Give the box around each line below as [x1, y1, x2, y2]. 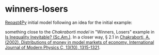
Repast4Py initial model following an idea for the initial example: [5, 19, 132, 25]
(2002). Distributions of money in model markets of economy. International [5, 39, 154, 45]
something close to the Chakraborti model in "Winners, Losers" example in [5, 29, 155, 35]
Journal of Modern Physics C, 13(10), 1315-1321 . [5, 44, 101, 50]
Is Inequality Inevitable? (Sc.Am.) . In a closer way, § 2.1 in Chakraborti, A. [5, 34, 150, 40]
